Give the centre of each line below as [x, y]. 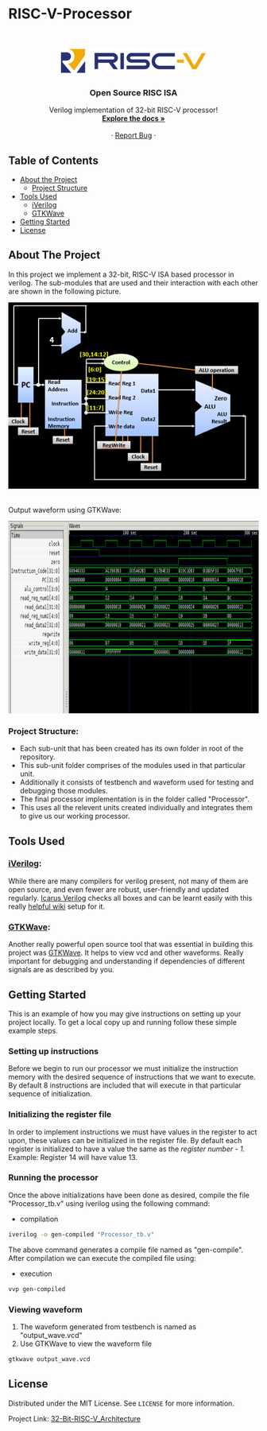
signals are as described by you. [61, 970]
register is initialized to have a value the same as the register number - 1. [127, 1149]
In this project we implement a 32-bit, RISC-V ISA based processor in [121, 274]
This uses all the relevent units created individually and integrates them [136, 808]
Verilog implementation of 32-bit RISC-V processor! [133, 110]
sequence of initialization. [50, 1094]
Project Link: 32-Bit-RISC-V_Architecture [75, 1418]
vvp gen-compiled [37, 1289]
